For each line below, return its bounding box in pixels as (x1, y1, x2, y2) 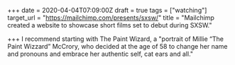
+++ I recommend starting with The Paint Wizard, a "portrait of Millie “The (7, 35, 224, 43)
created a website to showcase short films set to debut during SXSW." (7, 21, 212, 29)
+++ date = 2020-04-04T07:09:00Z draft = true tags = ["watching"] (7, 6, 207, 14)
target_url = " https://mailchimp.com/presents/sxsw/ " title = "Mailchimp (7, 13, 215, 22)
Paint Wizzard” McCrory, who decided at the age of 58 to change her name (7, 42, 229, 50)
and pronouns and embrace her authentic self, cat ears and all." (7, 49, 194, 58)
